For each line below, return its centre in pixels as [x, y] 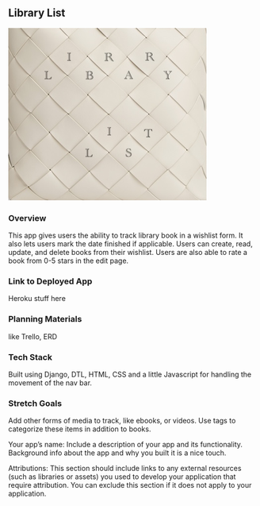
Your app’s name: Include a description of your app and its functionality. [126, 445]
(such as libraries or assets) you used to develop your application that [122, 477]
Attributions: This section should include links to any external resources [125, 469]
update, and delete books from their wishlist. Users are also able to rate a [128, 253]
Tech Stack [31, 357]
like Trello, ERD [33, 336]
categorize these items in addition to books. [80, 429]
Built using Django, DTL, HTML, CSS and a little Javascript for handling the [130, 374]
